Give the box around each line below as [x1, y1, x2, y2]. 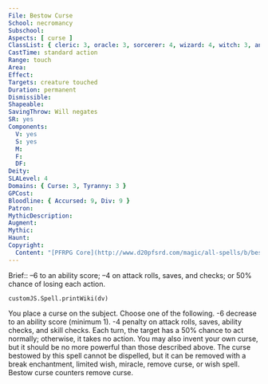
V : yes [15, 130, 37, 138]
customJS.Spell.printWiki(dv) [8, 294, 109, 303]
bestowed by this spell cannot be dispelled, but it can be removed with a [8, 351, 246, 360]
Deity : [8, 167, 30, 175]
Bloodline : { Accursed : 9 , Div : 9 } [8, 197, 130, 205]
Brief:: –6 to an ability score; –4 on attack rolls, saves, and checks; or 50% [8, 270, 252, 280]
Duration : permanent [8, 85, 77, 94]
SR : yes [8, 116, 34, 123]
